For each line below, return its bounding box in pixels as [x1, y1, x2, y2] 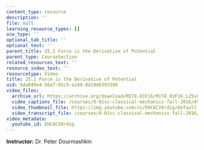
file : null [6, 20, 34, 26]
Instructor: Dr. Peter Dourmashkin [6, 138, 92, 145]
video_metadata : [6, 116, 47, 122]
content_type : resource [6, 8, 67, 15]
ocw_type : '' [6, 31, 39, 37]
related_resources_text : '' [6, 59, 78, 65]
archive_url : [12, 93, 45, 99]
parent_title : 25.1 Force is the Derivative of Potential [6, 48, 156, 54]
